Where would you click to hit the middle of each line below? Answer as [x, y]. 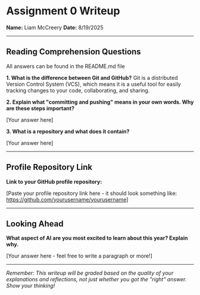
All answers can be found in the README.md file [65, 66]
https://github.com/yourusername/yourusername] [67, 199]
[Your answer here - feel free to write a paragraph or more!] [79, 256]
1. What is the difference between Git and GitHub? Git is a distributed [92, 77]
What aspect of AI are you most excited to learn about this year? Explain [97, 238]
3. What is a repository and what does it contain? [68, 131]
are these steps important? [40, 108]
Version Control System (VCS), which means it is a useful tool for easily [94, 84]
